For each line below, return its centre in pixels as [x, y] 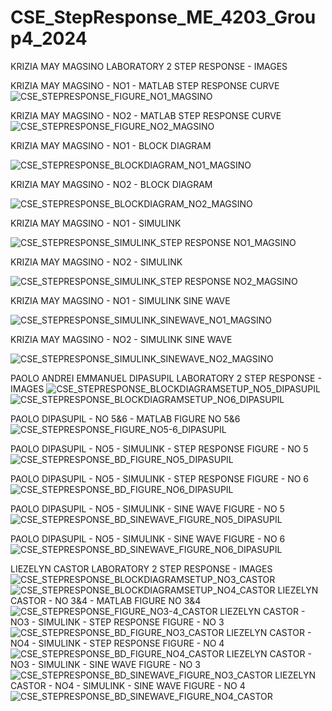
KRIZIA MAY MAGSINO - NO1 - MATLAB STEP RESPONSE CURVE [145, 85]
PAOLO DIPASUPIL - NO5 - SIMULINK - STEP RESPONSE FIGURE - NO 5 [159, 448]
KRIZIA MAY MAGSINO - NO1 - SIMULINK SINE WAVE [120, 300]
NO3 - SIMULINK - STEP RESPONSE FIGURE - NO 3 [117, 622]
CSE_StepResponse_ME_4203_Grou [163, 17]
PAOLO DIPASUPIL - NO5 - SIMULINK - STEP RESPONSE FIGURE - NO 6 [160, 478]
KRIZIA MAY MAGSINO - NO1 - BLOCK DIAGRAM [111, 145]
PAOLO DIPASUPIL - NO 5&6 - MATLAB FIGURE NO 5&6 [125, 418]
